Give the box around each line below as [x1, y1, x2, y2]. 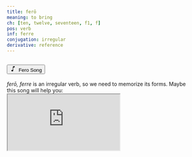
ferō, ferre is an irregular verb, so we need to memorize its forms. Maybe [7, 80, 186, 87]
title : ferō [7, 8, 36, 15]
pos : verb [7, 25, 32, 32]
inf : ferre [7, 31, 34, 37]
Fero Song [18, 67, 42, 74]
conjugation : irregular [7, 37, 66, 43]
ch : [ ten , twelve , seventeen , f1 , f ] [7, 20, 101, 26]
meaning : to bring [7, 14, 53, 20]
